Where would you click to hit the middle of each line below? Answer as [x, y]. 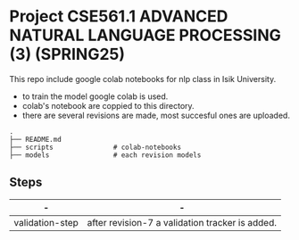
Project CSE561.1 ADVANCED [119, 17]
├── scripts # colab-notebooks [95, 147]
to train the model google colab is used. [95, 96]
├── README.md [36, 139]
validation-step [46, 222]
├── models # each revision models [105, 155]
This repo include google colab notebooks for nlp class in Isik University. [143, 79]
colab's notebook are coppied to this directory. [108, 105]
